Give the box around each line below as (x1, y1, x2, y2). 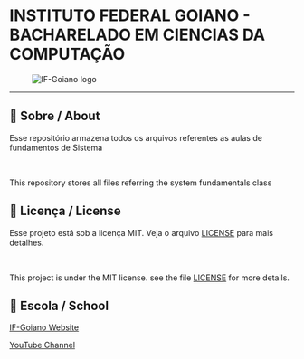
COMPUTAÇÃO (9, 44, 126, 64)
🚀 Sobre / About (9, 109, 100, 124)
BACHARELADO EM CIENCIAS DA (9, 24, 265, 45)
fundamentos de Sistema (9, 142, 103, 153)
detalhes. (9, 237, 44, 248)
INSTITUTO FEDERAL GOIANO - (9, 5, 251, 26)
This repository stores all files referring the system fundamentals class (9, 177, 272, 188)
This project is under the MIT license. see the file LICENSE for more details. (9, 272, 290, 283)
